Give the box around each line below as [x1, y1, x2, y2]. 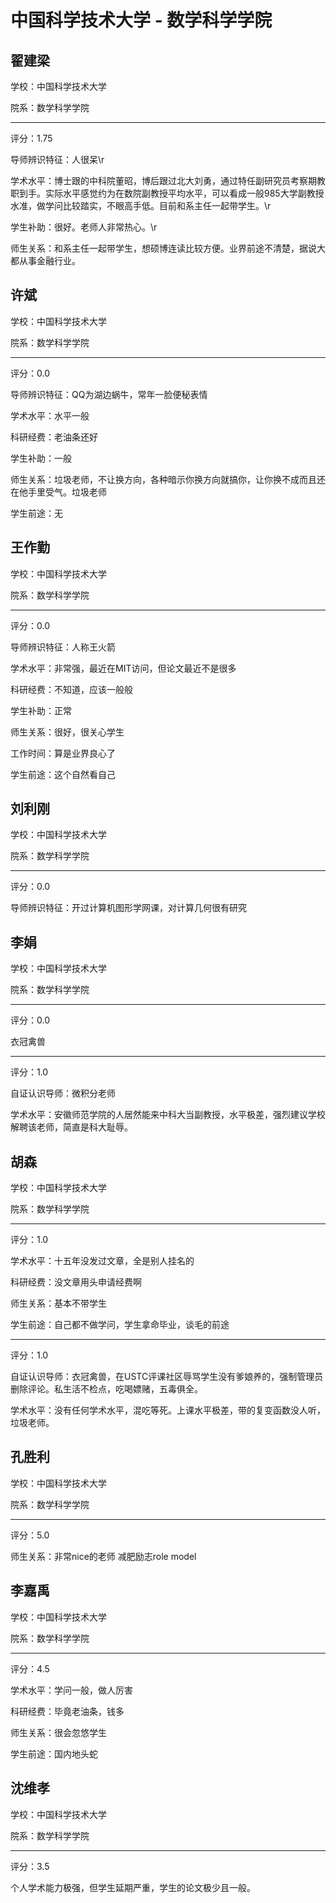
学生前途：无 [10, 507, 63, 519]
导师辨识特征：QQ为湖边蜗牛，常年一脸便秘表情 [10, 388, 208, 400]
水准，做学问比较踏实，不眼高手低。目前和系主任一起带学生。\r [10, 200, 272, 211]
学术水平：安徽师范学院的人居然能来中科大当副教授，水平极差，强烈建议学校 [10, 1109, 326, 1121]
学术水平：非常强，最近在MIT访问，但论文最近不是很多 [10, 662, 237, 674]
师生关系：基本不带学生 [10, 1297, 107, 1310]
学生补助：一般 [10, 452, 72, 464]
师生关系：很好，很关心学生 [10, 726, 125, 738]
